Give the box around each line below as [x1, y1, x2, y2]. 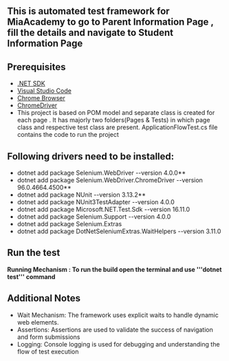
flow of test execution [17, 347, 79, 355]
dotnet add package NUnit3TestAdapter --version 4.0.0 [17, 198, 175, 206]
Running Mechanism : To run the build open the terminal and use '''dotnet [7, 265, 222, 274]
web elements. [17, 318, 59, 326]
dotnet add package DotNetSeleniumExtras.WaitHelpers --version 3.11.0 [17, 227, 221, 236]
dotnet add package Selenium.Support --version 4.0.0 [17, 212, 171, 221]
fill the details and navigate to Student [7, 27, 174, 39]
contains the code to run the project [17, 131, 119, 139]
